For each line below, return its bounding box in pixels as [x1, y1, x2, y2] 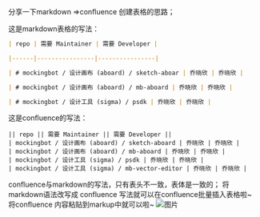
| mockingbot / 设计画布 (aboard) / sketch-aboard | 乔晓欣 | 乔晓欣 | [8, 139, 240, 147]
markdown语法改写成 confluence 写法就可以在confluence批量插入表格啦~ [8, 190, 252, 199]
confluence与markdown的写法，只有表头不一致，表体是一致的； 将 [8, 179, 230, 190]
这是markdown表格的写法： [8, 24, 100, 34]
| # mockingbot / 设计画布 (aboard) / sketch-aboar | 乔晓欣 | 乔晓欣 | [8, 69, 244, 77]
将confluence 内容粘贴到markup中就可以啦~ [8, 199, 154, 210]
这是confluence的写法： [8, 113, 88, 123]
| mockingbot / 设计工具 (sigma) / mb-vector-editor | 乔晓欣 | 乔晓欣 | [8, 165, 247, 173]
